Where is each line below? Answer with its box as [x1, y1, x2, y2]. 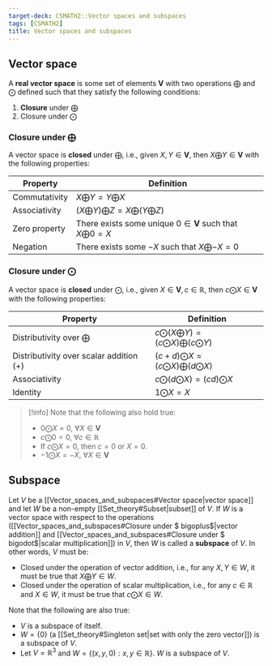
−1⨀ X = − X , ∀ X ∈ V [40, 449, 109, 459]
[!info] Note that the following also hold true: [28, 407, 176, 417]
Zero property [12, 223, 66, 234]
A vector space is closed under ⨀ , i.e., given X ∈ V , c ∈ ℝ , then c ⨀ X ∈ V [8, 285, 258, 294]
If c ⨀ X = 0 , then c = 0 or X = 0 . [40, 441, 148, 451]
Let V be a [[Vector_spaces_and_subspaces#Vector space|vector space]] [8, 495, 254, 505]
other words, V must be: [8, 547, 89, 556]
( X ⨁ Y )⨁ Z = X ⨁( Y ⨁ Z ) [75, 204, 164, 216]
